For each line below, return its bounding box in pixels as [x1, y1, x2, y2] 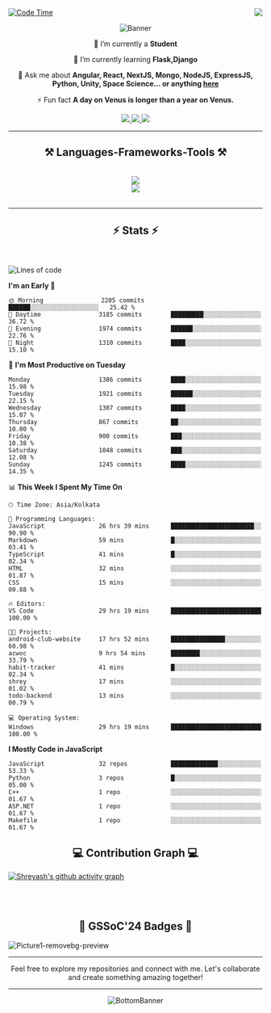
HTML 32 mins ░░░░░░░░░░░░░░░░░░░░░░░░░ [8, 564, 262, 573]
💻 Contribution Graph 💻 [72, 847, 199, 860]
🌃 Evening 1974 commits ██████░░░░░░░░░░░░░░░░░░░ [8, 324, 262, 333]
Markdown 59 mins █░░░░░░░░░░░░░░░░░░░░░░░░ [8, 536, 262, 544]
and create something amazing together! [68, 973, 203, 982]
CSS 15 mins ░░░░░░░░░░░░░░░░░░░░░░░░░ [8, 578, 262, 586]
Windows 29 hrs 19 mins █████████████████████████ [8, 723, 262, 731]
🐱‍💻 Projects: [8, 628, 52, 636]
